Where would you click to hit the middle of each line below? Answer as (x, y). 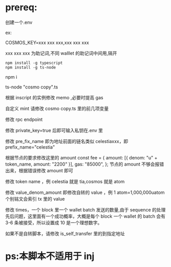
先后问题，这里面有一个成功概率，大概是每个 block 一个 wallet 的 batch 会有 (85, 216)
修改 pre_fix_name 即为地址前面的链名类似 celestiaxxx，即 (67, 141)
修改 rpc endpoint (24, 119)
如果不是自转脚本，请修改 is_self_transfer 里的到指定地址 (65, 234)
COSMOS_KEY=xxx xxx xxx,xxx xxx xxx (47, 42)
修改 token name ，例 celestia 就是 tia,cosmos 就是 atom (65, 181)
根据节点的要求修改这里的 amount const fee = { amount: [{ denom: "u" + (81, 157)
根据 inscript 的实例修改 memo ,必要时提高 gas (54, 97)
